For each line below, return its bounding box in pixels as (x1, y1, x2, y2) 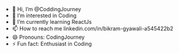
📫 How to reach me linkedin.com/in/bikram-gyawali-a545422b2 (11, 25, 174, 32)
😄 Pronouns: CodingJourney (11, 33, 85, 40)
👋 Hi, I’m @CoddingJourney (11, 6, 82, 13)
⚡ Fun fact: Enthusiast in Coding (11, 40, 92, 47)
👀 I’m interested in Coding (11, 12, 77, 19)
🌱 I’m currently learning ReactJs (11, 18, 92, 25)
